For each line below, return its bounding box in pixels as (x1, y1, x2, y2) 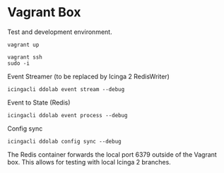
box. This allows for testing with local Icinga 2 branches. (7, 157, 171, 166)
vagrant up (7, 41, 40, 48)
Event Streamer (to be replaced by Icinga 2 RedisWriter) (7, 72, 170, 80)
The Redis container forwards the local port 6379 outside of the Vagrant (7, 150, 217, 159)
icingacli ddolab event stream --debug (7, 85, 125, 93)
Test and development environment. (7, 28, 112, 36)
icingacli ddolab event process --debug (7, 112, 129, 119)
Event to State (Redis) (7, 98, 71, 107)
